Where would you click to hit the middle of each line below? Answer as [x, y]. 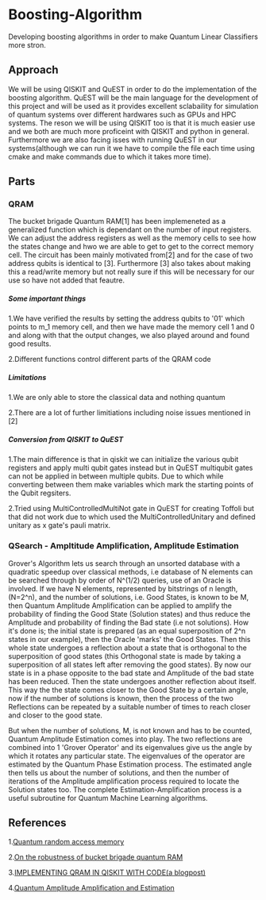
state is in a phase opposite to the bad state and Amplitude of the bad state [131, 673]
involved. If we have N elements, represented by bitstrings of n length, [123, 588]
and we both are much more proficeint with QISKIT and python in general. [129, 131]
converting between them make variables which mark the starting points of [131, 485]
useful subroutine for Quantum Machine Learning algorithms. [108, 798]
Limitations [27, 377]
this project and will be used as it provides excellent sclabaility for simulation [133, 106]
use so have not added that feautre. [67, 280]
